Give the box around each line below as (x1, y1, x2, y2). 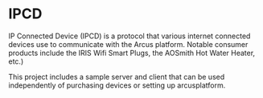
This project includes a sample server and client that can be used (8, 72, 225, 81)
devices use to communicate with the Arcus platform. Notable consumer (8, 39, 249, 49)
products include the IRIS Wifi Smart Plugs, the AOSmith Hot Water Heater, (8, 48, 256, 57)
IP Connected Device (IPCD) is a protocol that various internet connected (8, 31, 251, 41)
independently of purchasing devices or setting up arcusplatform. (8, 80, 226, 90)
